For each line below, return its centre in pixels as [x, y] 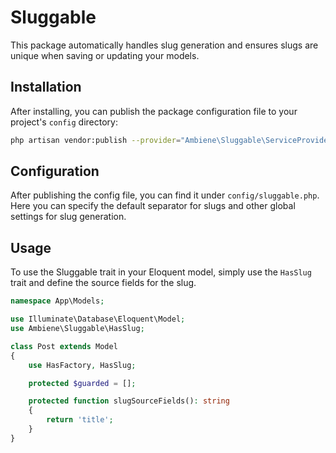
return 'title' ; [80, 420]
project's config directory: [64, 122]
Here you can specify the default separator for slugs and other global [153, 206]
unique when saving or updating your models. [105, 55]
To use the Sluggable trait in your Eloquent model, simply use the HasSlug [161, 272]
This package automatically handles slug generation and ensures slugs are [164, 45]
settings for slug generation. [68, 217]
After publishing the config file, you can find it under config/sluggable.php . [165, 195]
